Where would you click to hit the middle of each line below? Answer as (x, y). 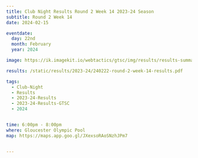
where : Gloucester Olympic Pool (46, 130)
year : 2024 (25, 50)
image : (14, 60)
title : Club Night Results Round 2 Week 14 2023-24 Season (80, 11)
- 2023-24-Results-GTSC (40, 104)
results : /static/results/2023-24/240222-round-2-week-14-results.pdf (95, 71)
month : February (31, 44)
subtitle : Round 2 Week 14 (39, 17)
